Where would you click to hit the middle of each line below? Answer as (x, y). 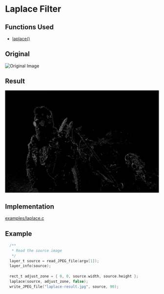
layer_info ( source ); (30, 266)
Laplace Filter (33, 9)
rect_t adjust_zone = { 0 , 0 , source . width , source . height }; (74, 276)
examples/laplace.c (25, 218)
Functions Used (30, 27)
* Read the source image (37, 251)
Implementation (30, 206)
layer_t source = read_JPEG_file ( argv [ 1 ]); (54, 261)
